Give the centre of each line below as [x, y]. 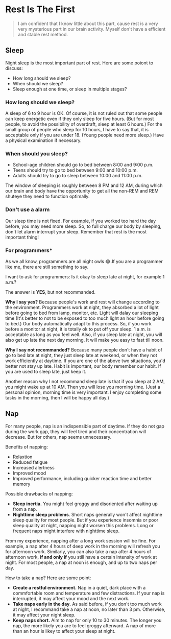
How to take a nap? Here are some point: [48, 578]
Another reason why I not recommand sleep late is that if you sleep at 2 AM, [85, 381]
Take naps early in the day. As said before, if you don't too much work [87, 604]
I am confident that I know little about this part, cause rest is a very [88, 23]
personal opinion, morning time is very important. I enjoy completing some [83, 392]
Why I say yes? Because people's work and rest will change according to [82, 302]
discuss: [14, 68]
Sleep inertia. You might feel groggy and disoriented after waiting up [85, 504]
